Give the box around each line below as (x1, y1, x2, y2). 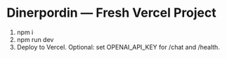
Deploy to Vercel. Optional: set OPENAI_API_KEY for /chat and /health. (16, 43, 221, 51)
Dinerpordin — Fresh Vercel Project (6, 5, 217, 21)
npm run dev (16, 35, 54, 43)
